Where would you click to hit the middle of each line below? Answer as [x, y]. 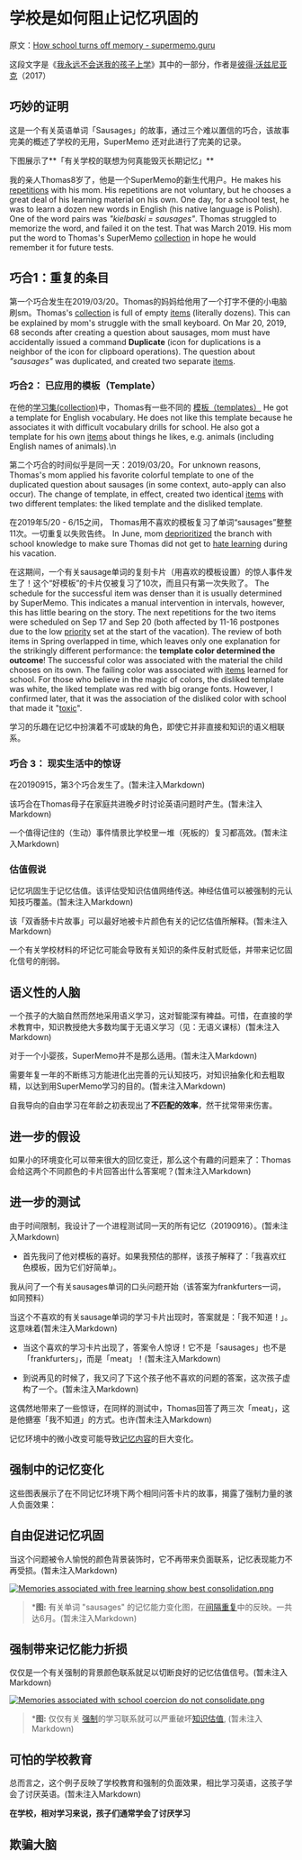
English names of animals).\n [63, 446]
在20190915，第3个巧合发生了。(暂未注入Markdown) [107, 785]
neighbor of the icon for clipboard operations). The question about [133, 351]
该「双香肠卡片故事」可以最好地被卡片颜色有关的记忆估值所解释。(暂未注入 [149, 921]
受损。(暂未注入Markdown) [67, 1570]
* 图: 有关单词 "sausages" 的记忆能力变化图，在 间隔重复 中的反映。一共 [162, 1607]
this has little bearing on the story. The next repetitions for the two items [143, 612]
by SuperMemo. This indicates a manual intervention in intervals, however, [147, 602]
